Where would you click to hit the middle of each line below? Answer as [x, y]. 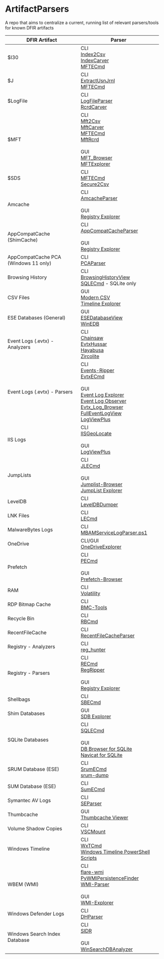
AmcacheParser [99, 198]
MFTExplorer [95, 164]
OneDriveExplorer [101, 546]
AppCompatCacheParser [109, 230]
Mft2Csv [91, 121]
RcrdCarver [94, 107]
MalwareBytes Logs [30, 529]
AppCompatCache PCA [34, 257]
